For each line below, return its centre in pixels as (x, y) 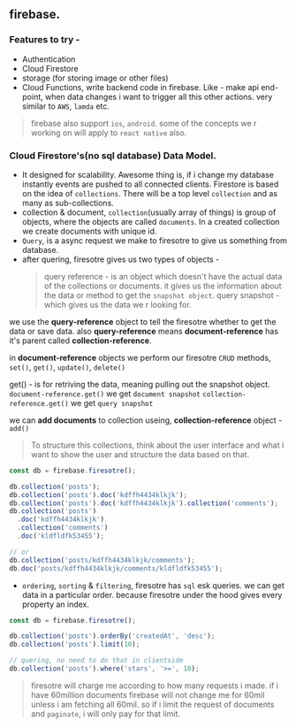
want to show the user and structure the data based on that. (140, 454)
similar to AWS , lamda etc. (66, 106)
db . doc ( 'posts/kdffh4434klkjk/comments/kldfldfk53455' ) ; (116, 568)
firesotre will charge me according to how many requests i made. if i (154, 686)
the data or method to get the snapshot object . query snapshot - (162, 295)
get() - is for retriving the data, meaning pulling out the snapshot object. (140, 384)
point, (33, 96)
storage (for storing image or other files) (95, 78)
